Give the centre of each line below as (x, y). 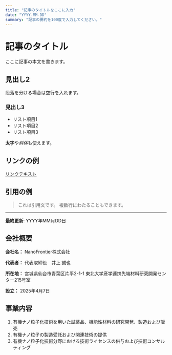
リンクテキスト (21, 174)
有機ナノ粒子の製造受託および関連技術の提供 (60, 335)
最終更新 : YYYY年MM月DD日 (36, 221)
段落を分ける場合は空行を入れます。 (43, 93)
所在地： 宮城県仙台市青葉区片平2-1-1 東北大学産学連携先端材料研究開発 (81, 273)
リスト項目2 (25, 126)
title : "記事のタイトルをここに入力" (40, 10)
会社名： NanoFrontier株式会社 (38, 252)
